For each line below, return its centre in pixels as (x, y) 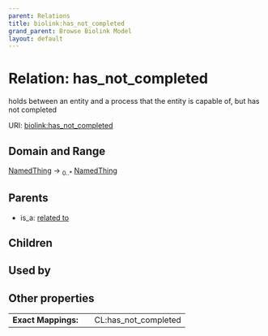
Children (30, 243)
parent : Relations (39, 16)
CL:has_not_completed (138, 320)
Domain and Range (57, 151)
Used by (30, 271)
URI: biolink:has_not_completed (61, 126)
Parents (28, 198)
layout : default (36, 39)
